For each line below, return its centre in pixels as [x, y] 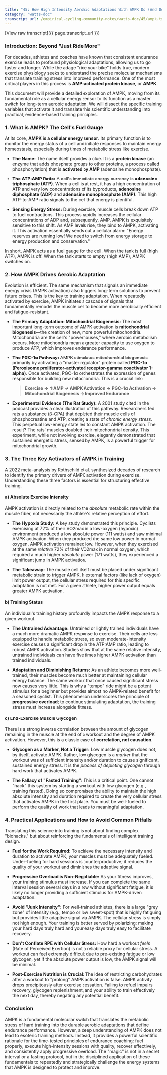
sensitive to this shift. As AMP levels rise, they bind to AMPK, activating [85, 225]
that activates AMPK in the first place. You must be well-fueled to [79, 802]
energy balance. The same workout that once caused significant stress [85, 680]
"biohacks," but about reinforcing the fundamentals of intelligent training [79, 836]
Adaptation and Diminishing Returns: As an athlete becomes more [81, 670]
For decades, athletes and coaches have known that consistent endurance [82, 57]
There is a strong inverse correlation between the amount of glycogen [77, 729]
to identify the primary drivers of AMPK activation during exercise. [73, 475]
